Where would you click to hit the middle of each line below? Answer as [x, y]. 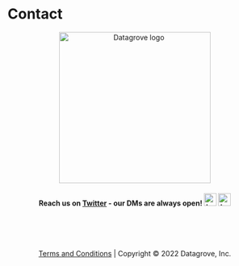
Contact [35, 14]
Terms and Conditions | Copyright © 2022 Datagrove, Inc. [135, 254]
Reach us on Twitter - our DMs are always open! [120, 203]
